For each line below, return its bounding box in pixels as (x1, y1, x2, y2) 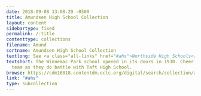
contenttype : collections (6, 36, 71, 42)
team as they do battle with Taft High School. (11, 64, 133, 70)
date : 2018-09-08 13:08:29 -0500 (6, 8, 90, 15)
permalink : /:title (6, 31, 55, 37)
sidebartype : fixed (6, 25, 55, 32)
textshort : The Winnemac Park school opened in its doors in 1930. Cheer (6, 58, 194, 64)
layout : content (6, 20, 47, 26)
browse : (6, 70, 26, 76)
